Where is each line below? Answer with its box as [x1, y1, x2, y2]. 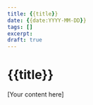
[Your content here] [7, 90, 65, 99]
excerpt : [7, 30, 33, 37]
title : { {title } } [7, 10, 58, 18]
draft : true [7, 37, 42, 44]
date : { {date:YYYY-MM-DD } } [7, 17, 87, 24]
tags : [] [7, 23, 33, 30]
